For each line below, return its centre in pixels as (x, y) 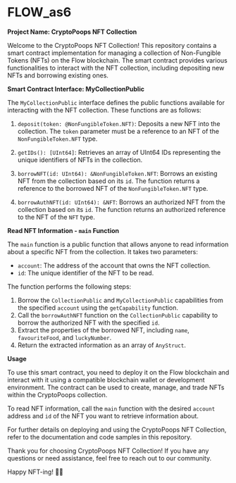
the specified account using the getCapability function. (98, 308)
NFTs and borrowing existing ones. (58, 75)
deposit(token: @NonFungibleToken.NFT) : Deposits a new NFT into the (119, 123)
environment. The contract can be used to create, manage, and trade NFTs (116, 387)
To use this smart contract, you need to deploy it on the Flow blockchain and (118, 372)
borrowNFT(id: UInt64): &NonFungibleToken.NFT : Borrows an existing (117, 173)
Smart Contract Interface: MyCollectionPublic (76, 89)
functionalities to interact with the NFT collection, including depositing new (116, 68)
